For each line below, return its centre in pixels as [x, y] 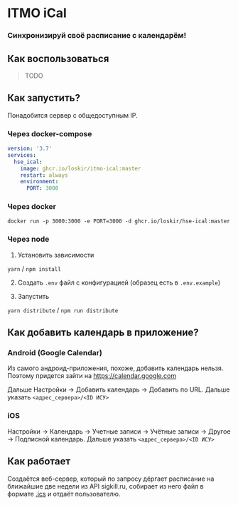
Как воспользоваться [58, 58]
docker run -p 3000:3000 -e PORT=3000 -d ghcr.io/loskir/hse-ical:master [119, 221]
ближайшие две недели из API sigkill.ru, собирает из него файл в [106, 486]
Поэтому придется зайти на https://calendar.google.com [92, 376]
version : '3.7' [30, 149]
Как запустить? [44, 98]
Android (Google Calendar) [55, 353]
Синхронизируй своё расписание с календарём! [97, 36]
